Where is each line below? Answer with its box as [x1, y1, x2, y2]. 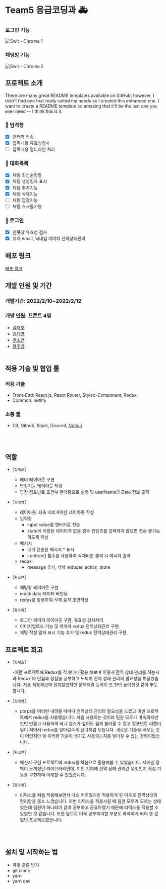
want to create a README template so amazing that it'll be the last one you [5, 103, 158, 109]
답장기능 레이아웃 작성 [19, 483, 63, 489]
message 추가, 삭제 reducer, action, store [27, 564, 111, 570]
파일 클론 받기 [12, 862, 39, 868]
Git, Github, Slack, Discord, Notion [12, 422, 83, 428]
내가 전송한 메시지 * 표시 [27, 546, 74, 552]
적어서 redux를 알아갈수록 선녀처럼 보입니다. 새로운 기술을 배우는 [29, 727, 155, 733]
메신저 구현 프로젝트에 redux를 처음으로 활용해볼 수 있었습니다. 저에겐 [19, 759, 155, 766]
